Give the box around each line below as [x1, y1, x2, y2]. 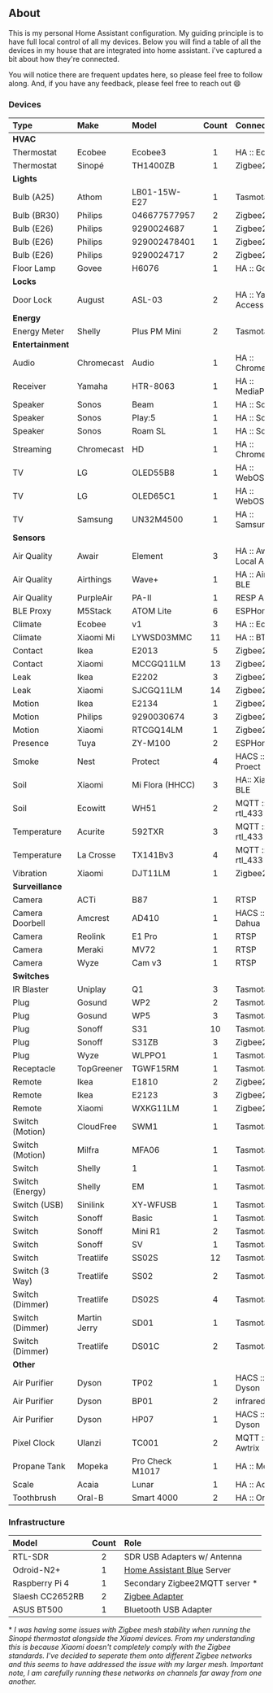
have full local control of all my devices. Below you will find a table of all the [8, 37, 262, 46]
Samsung [76, 514, 114, 526]
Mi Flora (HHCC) [132, 779, 196, 791]
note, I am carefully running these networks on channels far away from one [8, 1668, 262, 1678]
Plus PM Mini [132, 325, 181, 337]
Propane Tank [12, 1460, 66, 1472]
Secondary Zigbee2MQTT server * [123, 1577, 258, 1589]
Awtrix [235, 1442, 260, 1454]
